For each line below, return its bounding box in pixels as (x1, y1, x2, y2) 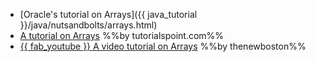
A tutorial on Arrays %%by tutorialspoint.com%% (19, 30, 225, 41)
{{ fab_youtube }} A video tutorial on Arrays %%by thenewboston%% (19, 40, 307, 52)
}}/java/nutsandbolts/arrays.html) (19, 19, 158, 31)
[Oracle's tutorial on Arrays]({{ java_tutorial (19, 9, 198, 20)
